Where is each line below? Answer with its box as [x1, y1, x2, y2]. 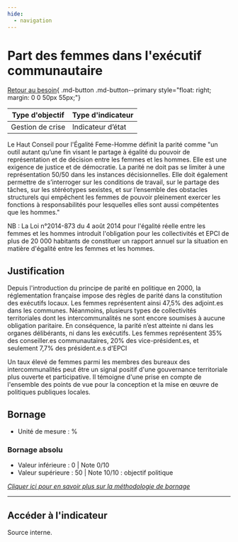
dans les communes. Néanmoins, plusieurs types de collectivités [7, 306, 197, 315]
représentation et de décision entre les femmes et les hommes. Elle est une [7, 155, 227, 164]
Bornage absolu [7, 444, 63, 454]
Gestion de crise [11, 122, 66, 132]
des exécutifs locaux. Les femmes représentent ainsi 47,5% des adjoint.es [7, 299, 224, 307]
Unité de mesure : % [17, 427, 78, 436]
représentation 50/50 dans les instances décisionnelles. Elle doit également [7, 171, 228, 179]
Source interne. [7, 529, 53, 537]
